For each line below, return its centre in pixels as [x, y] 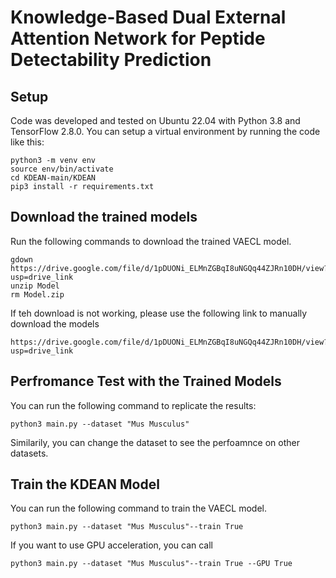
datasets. [29, 453]
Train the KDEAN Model [85, 484]
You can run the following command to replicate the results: [133, 405]
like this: [27, 142]
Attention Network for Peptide [138, 38]
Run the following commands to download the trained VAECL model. [151, 241]
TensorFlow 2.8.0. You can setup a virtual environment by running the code [165, 131]
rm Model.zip [37, 294]
